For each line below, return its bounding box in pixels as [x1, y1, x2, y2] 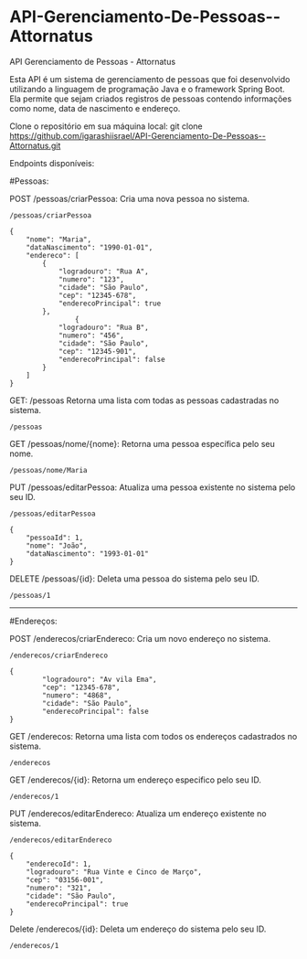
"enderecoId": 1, [26, 859, 92, 868]
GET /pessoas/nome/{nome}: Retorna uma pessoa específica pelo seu [9, 438, 276, 449]
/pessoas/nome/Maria [9, 465, 89, 474]
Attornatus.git [9, 140, 61, 151]
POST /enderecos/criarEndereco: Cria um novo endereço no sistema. [9, 633, 271, 644]
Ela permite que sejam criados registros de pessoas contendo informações [9, 93, 292, 104]
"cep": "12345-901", [58, 346, 137, 356]
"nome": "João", [26, 541, 89, 550]
